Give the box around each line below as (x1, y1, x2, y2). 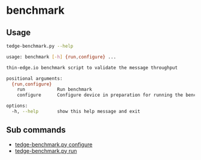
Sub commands (6, 125, 66, 135)
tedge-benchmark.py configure (14, 141, 93, 148)
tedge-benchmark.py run (14, 147, 77, 154)
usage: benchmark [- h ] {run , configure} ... (6, 54, 117, 60)
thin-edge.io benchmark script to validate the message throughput (6, 64, 178, 70)
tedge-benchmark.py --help (6, 43, 74, 49)
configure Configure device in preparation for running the (17, 92, 184, 99)
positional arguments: (6, 75, 63, 81)
